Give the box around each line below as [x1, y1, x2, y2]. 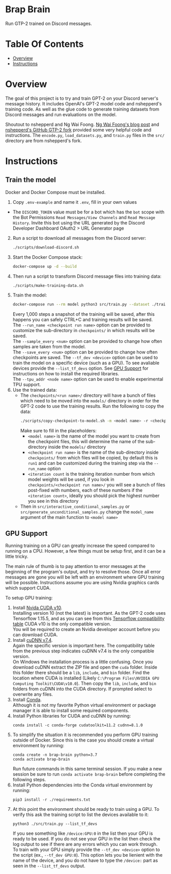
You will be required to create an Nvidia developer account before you [12, 626, 160, 632]
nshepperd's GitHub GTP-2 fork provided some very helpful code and [5, 126, 152, 133]
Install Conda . [12, 697, 42, 702]
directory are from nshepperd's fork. [5, 138, 82, 144]
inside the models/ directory [48, 444, 106, 450]
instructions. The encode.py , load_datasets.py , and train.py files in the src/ [5, 132, 165, 138]
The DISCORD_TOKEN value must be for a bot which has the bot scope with [12, 209, 164, 215]
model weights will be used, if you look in [27, 476, 115, 482]
